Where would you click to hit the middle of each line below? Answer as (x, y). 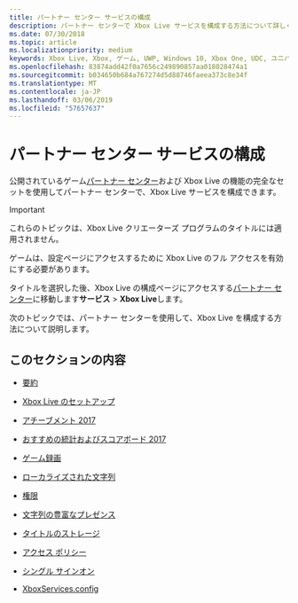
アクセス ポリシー (54, 552)
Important (27, 210)
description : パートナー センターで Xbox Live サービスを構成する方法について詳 (145, 26)
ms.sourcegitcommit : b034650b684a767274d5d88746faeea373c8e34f (129, 75)
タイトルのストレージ (61, 533)
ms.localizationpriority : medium (71, 51)
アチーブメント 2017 (59, 420)
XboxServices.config (60, 589)
